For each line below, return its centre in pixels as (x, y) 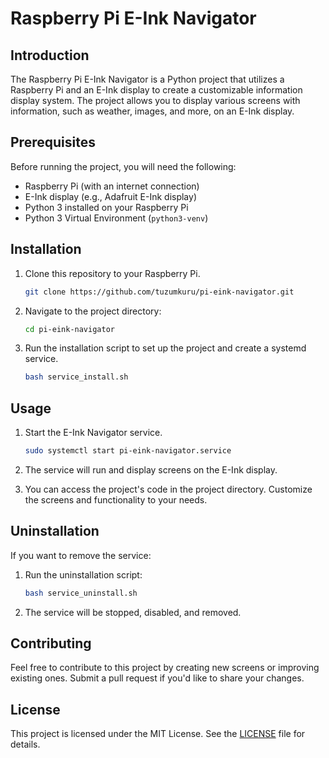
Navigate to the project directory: (93, 311)
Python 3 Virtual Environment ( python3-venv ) (116, 218)
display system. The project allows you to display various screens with (155, 100)
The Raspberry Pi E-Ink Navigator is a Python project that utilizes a (147, 79)
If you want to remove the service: (81, 555)
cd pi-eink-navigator (69, 329)
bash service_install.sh (76, 377)
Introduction (50, 55)
